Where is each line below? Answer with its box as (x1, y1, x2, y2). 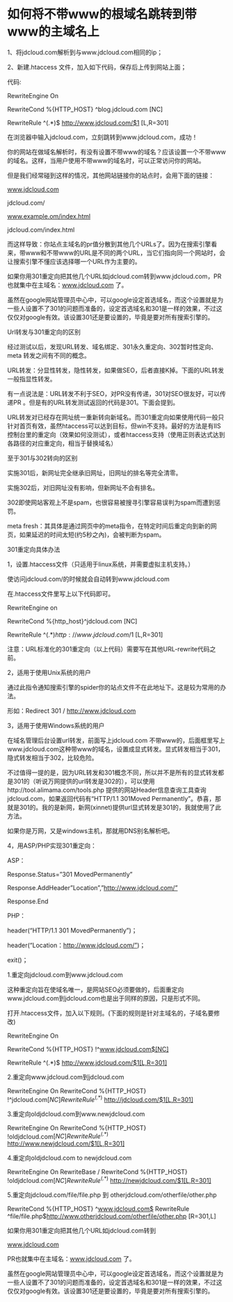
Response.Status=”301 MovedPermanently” (7, 870, 133, 878)
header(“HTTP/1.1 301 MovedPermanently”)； (7, 926, 138, 935)
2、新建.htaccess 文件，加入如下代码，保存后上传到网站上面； (7, 63, 187, 71)
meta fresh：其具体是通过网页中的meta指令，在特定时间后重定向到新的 (7, 521, 211, 530)
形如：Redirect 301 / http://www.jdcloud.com (7, 706, 136, 715)
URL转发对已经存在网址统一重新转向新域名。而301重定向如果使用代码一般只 (7, 413, 225, 421)
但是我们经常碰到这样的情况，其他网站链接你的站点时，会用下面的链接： (7, 171, 214, 180)
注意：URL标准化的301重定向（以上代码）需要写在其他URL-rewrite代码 (7, 644, 210, 653)
